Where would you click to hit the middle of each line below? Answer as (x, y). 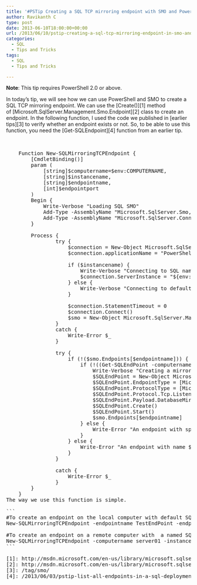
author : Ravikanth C (31, 17)
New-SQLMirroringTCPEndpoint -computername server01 (84, 541)
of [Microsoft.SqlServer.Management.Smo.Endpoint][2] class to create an (95, 112)
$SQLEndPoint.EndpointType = (135, 383)
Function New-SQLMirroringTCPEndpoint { (77, 154)
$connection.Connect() (100, 312)
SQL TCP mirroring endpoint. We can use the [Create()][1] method (86, 106)
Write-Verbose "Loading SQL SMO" (91, 206)
